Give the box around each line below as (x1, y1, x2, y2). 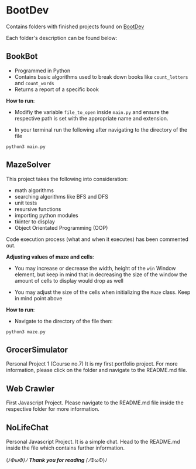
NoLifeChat (6, 423, 49, 433)
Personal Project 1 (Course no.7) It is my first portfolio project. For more (6, 360, 178, 367)
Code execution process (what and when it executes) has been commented (6, 236, 188, 243)
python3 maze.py (6, 329, 46, 335)
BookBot (6, 51, 38, 62)
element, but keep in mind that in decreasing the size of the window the (14, 271, 187, 278)
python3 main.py (6, 143, 46, 150)
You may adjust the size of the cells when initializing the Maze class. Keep (14, 289, 191, 296)
